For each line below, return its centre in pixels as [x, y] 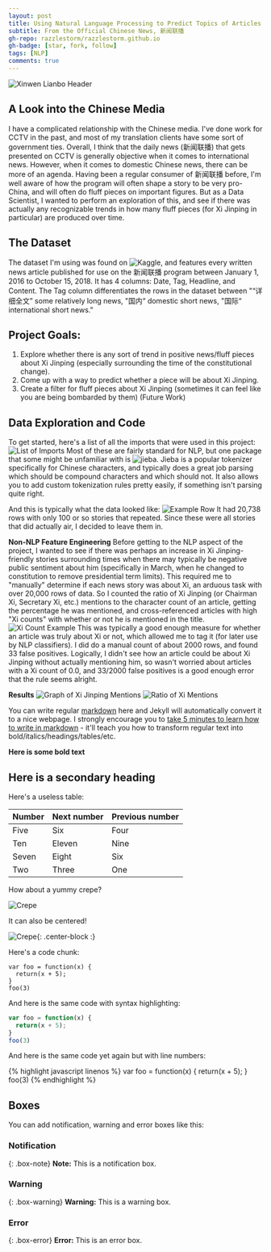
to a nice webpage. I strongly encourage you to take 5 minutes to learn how [134, 719]
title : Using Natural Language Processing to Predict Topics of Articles [135, 23]
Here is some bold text [47, 752]
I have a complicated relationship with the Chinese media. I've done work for [135, 128]
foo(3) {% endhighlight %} [52, 1080]
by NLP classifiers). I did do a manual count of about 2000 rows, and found [133, 645]
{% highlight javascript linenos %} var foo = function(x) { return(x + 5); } [128, 1071]
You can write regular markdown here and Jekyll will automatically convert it [135, 710]
